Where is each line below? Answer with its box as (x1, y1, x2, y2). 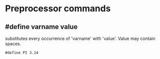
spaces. (5, 41, 21, 47)
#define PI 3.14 (5, 50, 38, 55)
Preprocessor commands (5, 3, 111, 14)
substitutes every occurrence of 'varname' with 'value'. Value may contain (5, 35, 156, 41)
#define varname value (5, 23, 78, 31)
